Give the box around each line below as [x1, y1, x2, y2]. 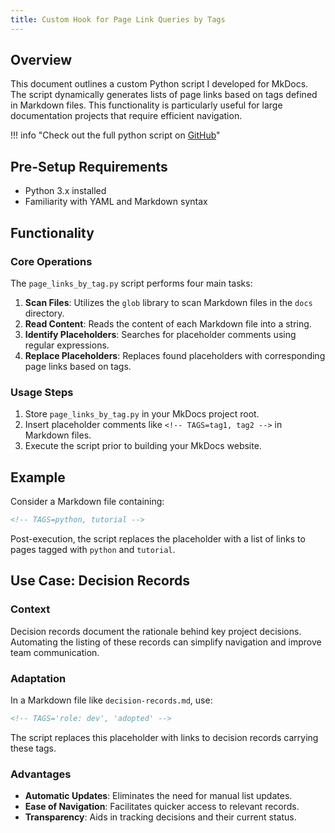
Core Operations [10, 254, 93, 268]
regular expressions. [24, 339, 110, 351]
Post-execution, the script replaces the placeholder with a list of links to [10, 532, 306, 545]
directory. [24, 307, 65, 319]
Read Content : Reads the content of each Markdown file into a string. [24, 317, 312, 330]
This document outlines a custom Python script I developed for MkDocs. [10, 78, 309, 90]
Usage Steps [10, 385, 74, 399]
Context [10, 602, 51, 616]
